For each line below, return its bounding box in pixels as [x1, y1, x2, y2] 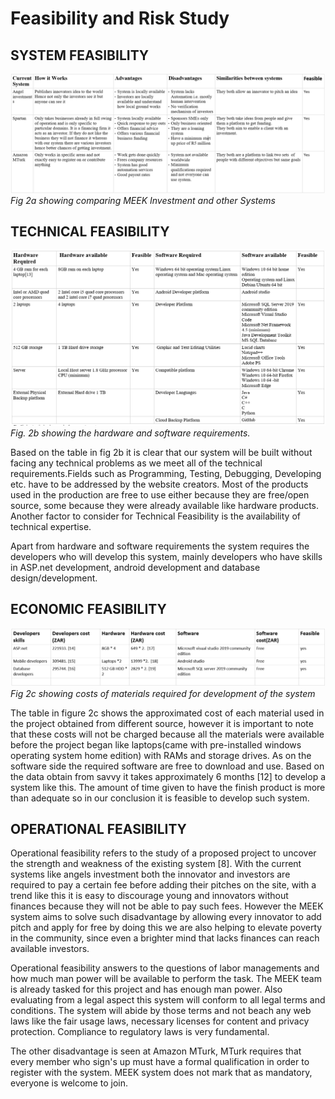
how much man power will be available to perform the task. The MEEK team [10, 973, 322, 985]
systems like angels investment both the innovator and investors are [10, 868, 291, 881]
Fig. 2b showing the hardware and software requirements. [10, 427, 251, 439]
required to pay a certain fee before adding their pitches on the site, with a [10, 879, 317, 891]
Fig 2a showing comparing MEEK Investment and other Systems [10, 194, 276, 206]
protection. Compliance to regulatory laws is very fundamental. [10, 1026, 270, 1038]
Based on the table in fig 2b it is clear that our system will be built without [10, 446, 313, 458]
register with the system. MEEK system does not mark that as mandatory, [10, 1067, 313, 1079]
